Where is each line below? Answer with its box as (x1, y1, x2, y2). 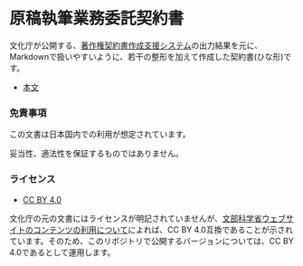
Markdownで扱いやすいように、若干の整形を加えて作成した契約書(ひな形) (9, 51, 284, 62)
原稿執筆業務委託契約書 (9, 8, 185, 29)
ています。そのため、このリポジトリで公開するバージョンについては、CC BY (9, 235, 294, 246)
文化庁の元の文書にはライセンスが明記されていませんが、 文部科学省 (9, 213, 262, 223)
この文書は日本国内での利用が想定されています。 (9, 128, 192, 140)
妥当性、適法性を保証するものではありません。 (9, 148, 184, 159)
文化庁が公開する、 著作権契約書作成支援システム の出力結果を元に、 (9, 40, 263, 51)
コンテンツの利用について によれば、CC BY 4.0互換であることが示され (33, 223, 294, 235)
